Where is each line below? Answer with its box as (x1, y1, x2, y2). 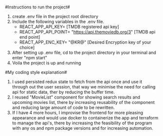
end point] (19, 34, 40, 40)
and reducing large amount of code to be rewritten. (12, 104, 115, 110)
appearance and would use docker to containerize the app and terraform (12, 115, 159, 120)
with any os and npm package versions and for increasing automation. (12, 125, 153, 131)
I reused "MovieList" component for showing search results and (12, 94, 140, 100)
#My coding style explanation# (5, 69, 67, 75)
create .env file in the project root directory (12, 14, 98, 19)
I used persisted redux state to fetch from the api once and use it (12, 79, 143, 85)
